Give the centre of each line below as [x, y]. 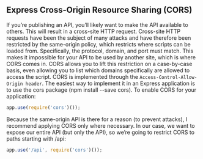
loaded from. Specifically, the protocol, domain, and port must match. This [100, 51]
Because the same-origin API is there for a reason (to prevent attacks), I [97, 119]
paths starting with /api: [36, 139]
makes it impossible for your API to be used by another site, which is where [101, 57]
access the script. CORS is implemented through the [72, 76]
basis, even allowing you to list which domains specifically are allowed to [98, 70]
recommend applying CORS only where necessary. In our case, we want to [101, 125]
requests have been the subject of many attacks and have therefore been [99, 38]
